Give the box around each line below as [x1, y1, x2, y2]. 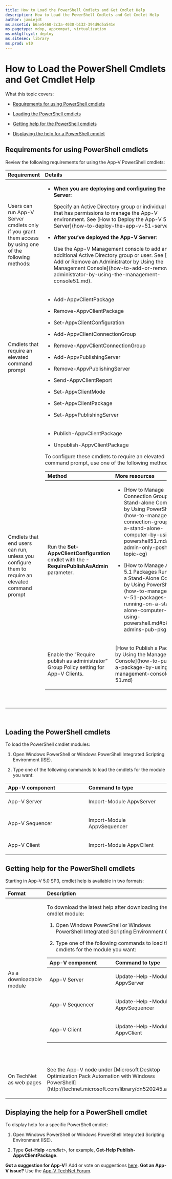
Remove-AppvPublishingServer [53, 365, 131, 372]
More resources [115, 472, 155, 479]
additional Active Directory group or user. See [53, 252, 164, 259]
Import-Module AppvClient [89, 842, 154, 849]
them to [8, 565, 27, 572]
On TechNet [8, 1072, 37, 1080]
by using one [8, 240, 39, 248]
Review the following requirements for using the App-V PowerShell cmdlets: [5, 159, 165, 165]
